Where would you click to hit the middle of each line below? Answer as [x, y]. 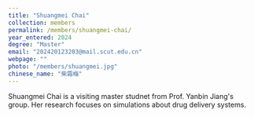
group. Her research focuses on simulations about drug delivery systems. [127, 104]
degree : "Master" [37, 45]
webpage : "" [28, 60]
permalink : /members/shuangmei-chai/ [70, 30]
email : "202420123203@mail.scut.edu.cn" [75, 52]
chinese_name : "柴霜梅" [45, 74]
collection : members [42, 23]
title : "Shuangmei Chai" [49, 15]
